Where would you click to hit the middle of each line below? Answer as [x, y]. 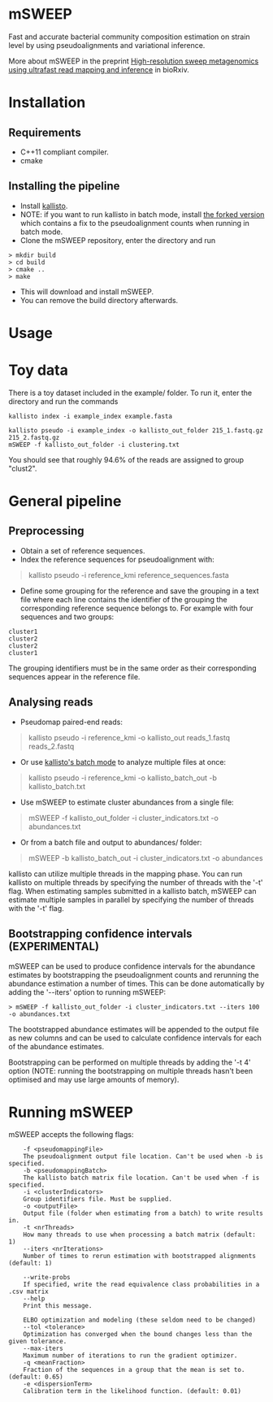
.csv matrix [28, 1292]
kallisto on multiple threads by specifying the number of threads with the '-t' [136, 882]
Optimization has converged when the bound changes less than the [138, 1335]
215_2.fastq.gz [34, 437]
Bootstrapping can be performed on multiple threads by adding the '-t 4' [130, 1062]
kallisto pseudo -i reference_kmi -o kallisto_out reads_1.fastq [129, 737]
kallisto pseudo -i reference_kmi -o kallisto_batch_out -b [123, 778]
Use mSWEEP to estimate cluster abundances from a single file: [127, 802]
